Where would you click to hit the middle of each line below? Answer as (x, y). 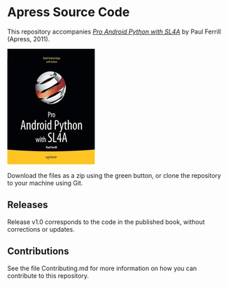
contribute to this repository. (48, 275)
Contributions (38, 252)
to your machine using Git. (45, 183)
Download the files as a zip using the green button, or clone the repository (114, 175)
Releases (28, 205)
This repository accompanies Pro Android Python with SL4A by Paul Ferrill (114, 31)
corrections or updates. (41, 229)
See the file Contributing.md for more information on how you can (102, 268)
